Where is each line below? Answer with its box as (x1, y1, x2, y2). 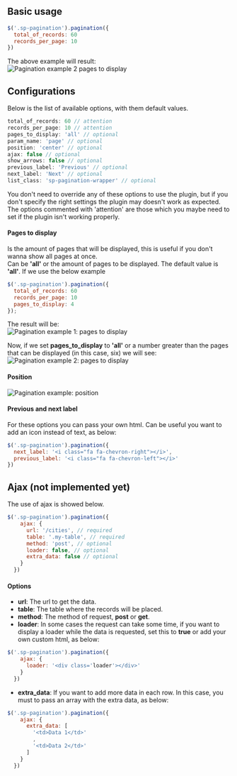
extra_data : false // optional (25, 553, 119, 560)
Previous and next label (7, 404, 78, 414)
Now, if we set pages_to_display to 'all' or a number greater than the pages (7, 341, 229, 350)
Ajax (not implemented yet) (7, 481, 131, 493)
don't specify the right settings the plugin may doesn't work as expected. (7, 197, 221, 206)
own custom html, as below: (17, 635, 100, 644)
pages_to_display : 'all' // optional (7, 131, 119, 138)
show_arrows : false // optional (7, 157, 103, 165)
